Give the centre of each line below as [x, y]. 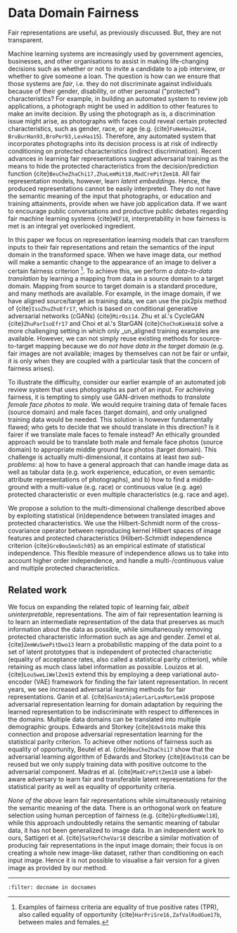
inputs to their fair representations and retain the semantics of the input [111, 247]
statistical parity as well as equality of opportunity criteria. [92, 787]
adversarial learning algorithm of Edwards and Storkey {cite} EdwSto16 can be [119, 757]
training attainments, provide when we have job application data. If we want [117, 203]
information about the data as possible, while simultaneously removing [110, 630]
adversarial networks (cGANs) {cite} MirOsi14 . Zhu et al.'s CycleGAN [106, 316]
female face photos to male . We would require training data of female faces [117, 404]
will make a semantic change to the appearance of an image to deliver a [112, 262]
